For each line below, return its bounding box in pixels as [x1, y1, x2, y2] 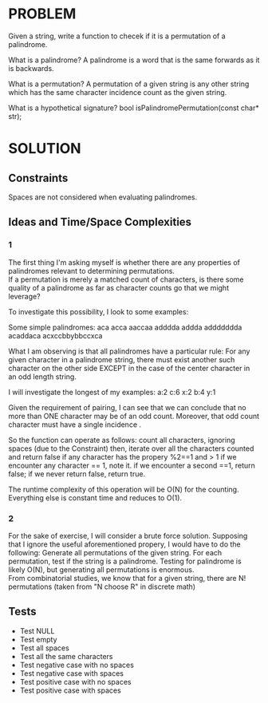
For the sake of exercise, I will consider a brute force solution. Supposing [8, 531, 248, 540]
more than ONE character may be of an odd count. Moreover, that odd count [8, 411, 260, 421]
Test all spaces [19, 643, 69, 653]
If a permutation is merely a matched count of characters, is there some [8, 274, 245, 284]
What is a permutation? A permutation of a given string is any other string [8, 79, 250, 89]
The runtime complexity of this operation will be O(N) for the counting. [8, 484, 239, 494]
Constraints [8, 171, 69, 184]
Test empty [19, 634, 57, 644]
